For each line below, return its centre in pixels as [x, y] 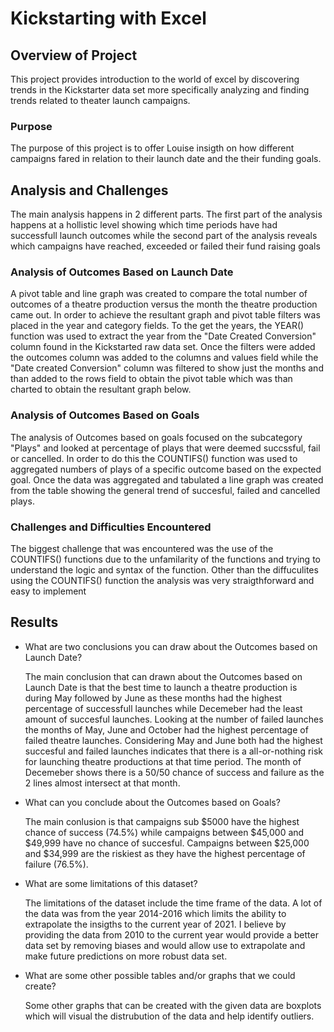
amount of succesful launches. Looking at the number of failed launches [174, 719]
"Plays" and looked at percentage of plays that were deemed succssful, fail [165, 448]
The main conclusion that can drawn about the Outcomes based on [163, 676]
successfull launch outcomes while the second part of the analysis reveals [164, 236]
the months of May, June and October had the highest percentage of [166, 729]
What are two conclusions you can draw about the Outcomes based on [171, 646]
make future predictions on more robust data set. [126, 956]
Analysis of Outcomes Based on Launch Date [122, 272]
